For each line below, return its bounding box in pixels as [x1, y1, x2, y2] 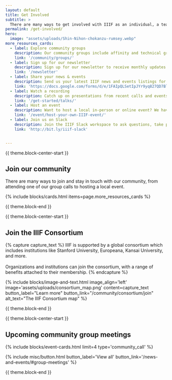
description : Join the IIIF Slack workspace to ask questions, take [14, 122, 164, 127]
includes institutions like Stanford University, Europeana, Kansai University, [5, 247, 164, 254]
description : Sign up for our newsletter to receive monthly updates [14, 65, 166, 70]
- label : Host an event [10, 103, 60, 108]
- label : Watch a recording [10, 88, 70, 94]
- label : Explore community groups [10, 46, 86, 51]
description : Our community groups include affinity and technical [14, 50, 161, 55]
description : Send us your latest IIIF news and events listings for [14, 79, 166, 84]
